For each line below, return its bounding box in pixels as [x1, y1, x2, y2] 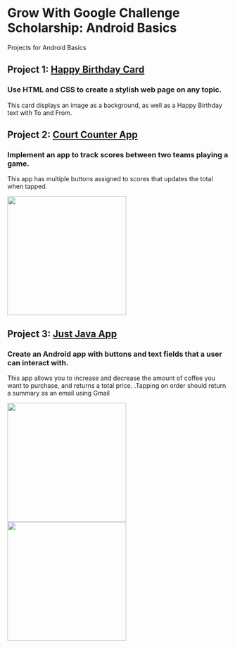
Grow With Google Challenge [7, 5, 180, 21]
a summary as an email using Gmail [7, 389, 110, 397]
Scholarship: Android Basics [7, 20, 177, 36]
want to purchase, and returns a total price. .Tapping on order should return [7, 381, 227, 389]
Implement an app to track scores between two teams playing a [7, 149, 229, 159]
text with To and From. [7, 108, 72, 117]
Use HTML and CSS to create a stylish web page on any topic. [7, 85, 222, 94]
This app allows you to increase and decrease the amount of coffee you [7, 374, 216, 382]
